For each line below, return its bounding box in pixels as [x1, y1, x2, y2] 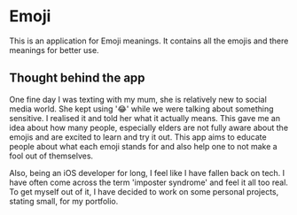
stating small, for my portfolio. [9, 196, 119, 206]
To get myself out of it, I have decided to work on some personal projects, [9, 186, 279, 196]
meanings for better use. [9, 44, 99, 55]
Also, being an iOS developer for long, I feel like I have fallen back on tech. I [9, 167, 285, 178]
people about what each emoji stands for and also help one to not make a [9, 141, 277, 151]
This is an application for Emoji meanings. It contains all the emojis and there [9, 35, 289, 46]
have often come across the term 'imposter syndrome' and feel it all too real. [9, 177, 288, 188]
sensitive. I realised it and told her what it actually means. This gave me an [9, 112, 281, 123]
